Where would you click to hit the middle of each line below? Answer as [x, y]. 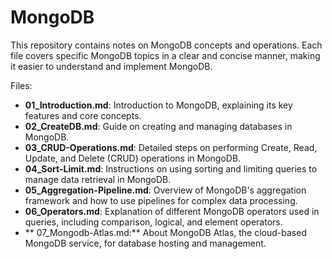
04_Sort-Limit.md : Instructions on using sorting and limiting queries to [171, 168]
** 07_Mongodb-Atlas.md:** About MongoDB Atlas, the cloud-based [165, 232]
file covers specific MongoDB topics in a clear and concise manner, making [165, 55]
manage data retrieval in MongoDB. [98, 179]
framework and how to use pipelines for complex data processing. [161, 200]
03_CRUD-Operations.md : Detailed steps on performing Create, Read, [171, 147]
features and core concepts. [83, 115]
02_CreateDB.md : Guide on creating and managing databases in [158, 126]
